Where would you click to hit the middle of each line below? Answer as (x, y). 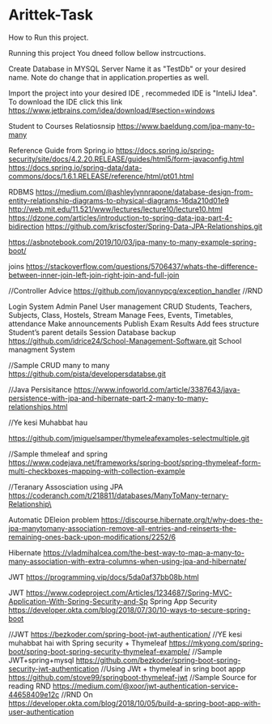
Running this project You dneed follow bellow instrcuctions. (107, 53)
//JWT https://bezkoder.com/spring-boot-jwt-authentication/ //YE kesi (125, 634)
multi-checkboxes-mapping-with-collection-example (97, 471)
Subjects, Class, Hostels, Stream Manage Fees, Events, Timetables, (121, 315)
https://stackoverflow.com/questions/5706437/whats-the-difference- (142, 266)
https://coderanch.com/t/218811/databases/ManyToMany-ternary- (119, 495)
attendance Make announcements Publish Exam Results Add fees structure (134, 323)
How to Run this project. (49, 37)
